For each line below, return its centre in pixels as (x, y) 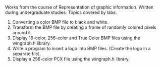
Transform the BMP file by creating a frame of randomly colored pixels (84, 27)
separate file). (27, 54)
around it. (22, 33)
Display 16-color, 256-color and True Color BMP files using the (76, 38)
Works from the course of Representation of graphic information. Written (79, 7)
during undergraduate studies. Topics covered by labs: (61, 12)
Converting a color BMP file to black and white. (60, 22)
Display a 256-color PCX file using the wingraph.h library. (71, 59)
